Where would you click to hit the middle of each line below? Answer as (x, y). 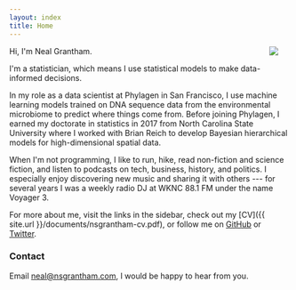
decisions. (63, 77)
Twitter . (23, 233)
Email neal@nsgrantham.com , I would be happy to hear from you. (129, 276)
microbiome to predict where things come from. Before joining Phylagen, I (144, 114)
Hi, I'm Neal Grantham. (51, 51)
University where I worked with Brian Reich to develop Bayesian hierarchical (148, 133)
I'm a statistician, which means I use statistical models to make (124, 68)
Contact (27, 256)
